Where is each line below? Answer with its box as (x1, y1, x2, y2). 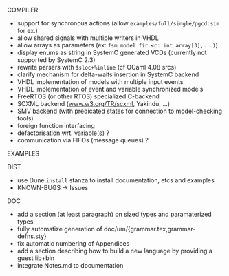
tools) (17, 114, 34, 123)
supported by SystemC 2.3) (17, 56, 96, 64)
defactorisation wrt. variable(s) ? (17, 129, 110, 137)
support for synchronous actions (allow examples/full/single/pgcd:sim (17, 19, 220, 27)
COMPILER (7, 6, 39, 14)
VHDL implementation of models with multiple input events (17, 78, 184, 85)
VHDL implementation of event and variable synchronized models (17, 85, 204, 93)
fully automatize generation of (17, 225, 103, 233)
